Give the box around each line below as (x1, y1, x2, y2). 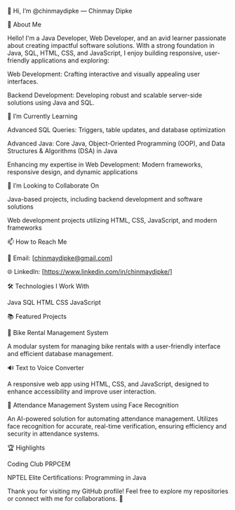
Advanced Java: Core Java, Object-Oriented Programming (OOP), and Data (7, 139, 226, 148)
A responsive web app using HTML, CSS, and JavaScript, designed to (7, 380, 209, 388)
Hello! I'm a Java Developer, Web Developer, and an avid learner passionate (7, 34, 227, 42)
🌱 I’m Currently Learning (7, 112, 78, 120)
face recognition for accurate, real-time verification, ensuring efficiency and (7, 422, 227, 430)
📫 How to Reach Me (7, 237, 67, 246)
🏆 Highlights (7, 443, 46, 452)
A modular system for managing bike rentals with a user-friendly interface (7, 342, 221, 351)
